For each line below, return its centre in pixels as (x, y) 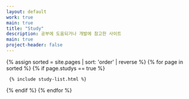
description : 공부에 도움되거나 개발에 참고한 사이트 (64, 34)
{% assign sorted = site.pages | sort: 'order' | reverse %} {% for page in (95, 62)
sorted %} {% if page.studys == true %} (56, 68)
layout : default (26, 12)
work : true (20, 17)
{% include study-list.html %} (48, 79)
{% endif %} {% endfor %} (39, 90)
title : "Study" (25, 28)
